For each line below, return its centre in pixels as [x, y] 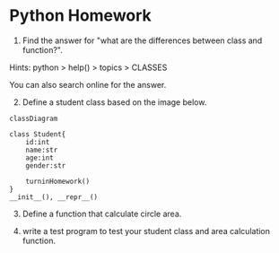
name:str [42, 150]
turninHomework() [58, 181]
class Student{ [38, 134]
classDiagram [34, 118]
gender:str [46, 166]
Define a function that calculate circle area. [102, 214]
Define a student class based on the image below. [114, 102]
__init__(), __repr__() [54, 197]
